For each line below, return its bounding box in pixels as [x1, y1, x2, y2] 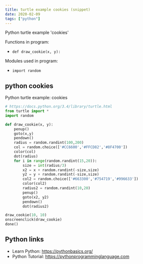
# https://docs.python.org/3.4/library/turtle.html [5, 104, 112, 109]
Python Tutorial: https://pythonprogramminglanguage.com [12, 253, 130, 259]
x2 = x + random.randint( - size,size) [22, 167, 99, 173]
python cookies [5, 82, 54, 90]
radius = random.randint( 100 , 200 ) [14, 140, 84, 145]
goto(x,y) [14, 131, 34, 136]
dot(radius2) [22, 204, 49, 209]
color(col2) [22, 181, 47, 186]
